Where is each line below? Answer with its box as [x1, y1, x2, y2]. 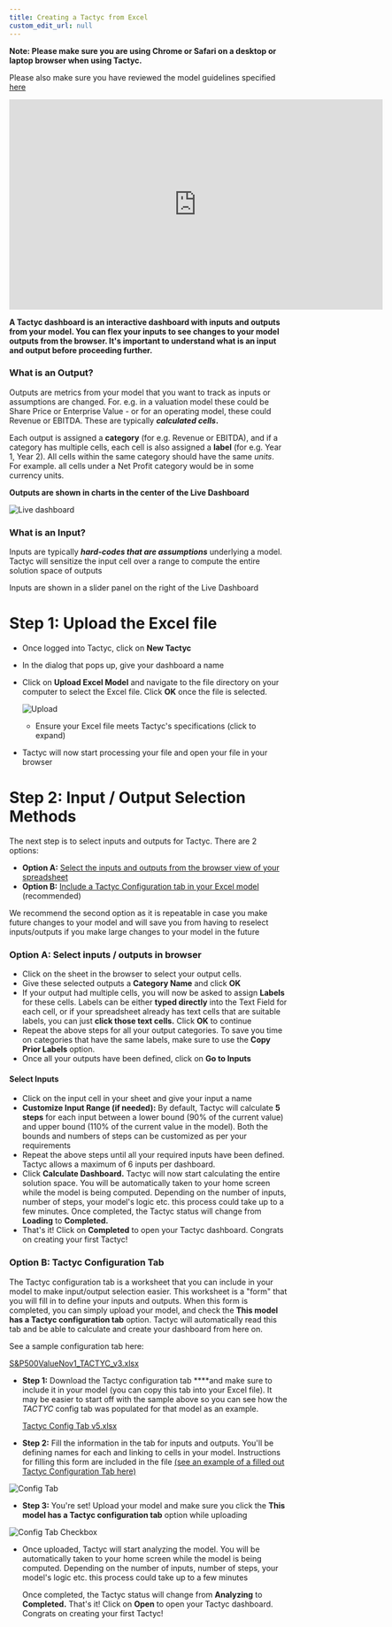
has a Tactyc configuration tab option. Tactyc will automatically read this [9, 1314, 277, 1324]
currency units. [9, 470, 65, 481]
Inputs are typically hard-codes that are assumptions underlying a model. [9, 546, 283, 558]
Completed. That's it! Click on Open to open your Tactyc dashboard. [21, 1599, 273, 1609]
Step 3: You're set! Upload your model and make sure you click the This [21, 1500, 286, 1510]
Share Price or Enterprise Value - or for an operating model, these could [9, 405, 272, 416]
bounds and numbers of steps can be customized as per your [21, 1130, 248, 1142]
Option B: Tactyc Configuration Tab [9, 1256, 165, 1268]
